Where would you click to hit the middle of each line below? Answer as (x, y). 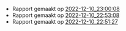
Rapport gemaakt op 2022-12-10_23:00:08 (66, 9)
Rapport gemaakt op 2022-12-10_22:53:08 (66, 15)
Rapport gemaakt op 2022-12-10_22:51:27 (65, 22)
